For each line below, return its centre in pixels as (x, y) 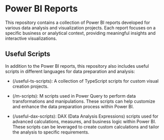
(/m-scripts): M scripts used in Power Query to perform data (74, 96)
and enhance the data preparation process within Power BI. (73, 106)
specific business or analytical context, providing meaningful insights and (80, 33)
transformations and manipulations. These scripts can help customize (84, 101)
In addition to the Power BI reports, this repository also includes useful (77, 66)
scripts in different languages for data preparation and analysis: (70, 71)
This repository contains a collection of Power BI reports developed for (78, 22)
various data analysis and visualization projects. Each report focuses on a (80, 27)
